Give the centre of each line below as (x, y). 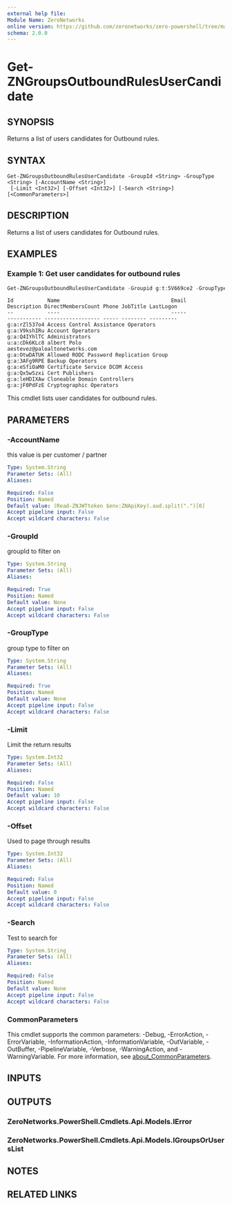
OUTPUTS (29, 1102)
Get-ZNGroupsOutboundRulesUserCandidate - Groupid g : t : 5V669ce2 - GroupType (117, 288)
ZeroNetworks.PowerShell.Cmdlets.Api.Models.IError (99, 1121)
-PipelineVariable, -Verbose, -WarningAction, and (108, 1049)
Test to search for (32, 938)
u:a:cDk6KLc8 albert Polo (44, 343)
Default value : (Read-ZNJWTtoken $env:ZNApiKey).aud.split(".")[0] (106, 506)
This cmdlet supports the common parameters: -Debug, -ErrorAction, (106, 1034)
